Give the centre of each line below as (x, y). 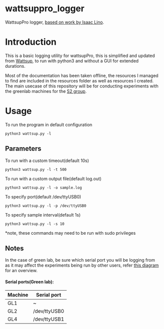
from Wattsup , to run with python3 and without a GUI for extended (72, 61)
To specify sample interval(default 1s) (43, 215)
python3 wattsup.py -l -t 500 (36, 169)
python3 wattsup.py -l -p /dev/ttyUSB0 (46, 206)
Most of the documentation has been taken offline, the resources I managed (82, 75)
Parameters (23, 149)
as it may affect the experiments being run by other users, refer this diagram (82, 265)
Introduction (31, 42)
